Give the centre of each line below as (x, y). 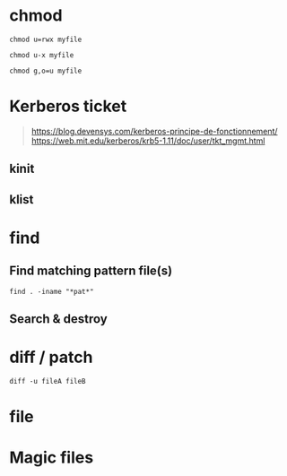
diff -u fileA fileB (48, 381)
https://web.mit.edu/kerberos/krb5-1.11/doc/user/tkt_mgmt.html (148, 141)
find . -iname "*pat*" (52, 291)
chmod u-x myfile (42, 55)
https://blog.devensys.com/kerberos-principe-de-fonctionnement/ (154, 131)
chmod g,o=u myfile (46, 71)
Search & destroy (58, 319)
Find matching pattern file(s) (91, 271)
